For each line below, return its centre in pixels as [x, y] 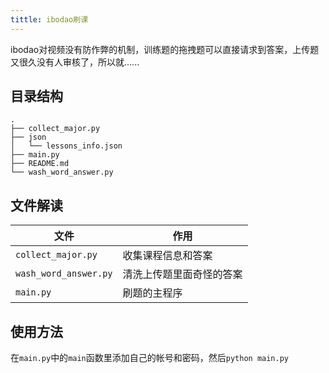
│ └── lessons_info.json [66, 146]
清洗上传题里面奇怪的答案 [182, 274]
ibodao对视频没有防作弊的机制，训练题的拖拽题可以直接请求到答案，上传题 [165, 49]
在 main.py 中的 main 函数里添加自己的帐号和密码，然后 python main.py [149, 358]
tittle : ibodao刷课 [49, 19]
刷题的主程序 [152, 293]
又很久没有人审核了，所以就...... [75, 62]
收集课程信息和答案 [167, 256]
